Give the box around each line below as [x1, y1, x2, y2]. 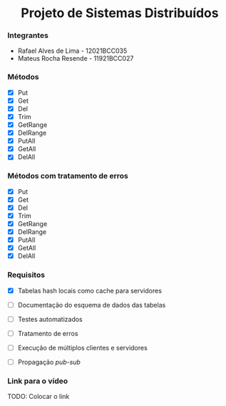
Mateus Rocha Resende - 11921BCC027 [17, 54, 134, 63]
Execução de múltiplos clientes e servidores [17, 343, 148, 352]
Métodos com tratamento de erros [7, 171, 128, 181]
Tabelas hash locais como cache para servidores [17, 286, 163, 295]
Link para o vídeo [7, 376, 68, 386]
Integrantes [7, 31, 48, 41]
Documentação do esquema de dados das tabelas [17, 300, 166, 309]
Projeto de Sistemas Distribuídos [21, 5, 219, 21]
